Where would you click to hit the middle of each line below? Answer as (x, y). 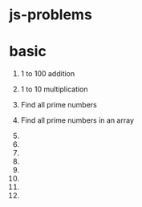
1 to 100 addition (48, 74)
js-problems (51, 15)
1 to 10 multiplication (54, 89)
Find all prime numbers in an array (77, 120)
